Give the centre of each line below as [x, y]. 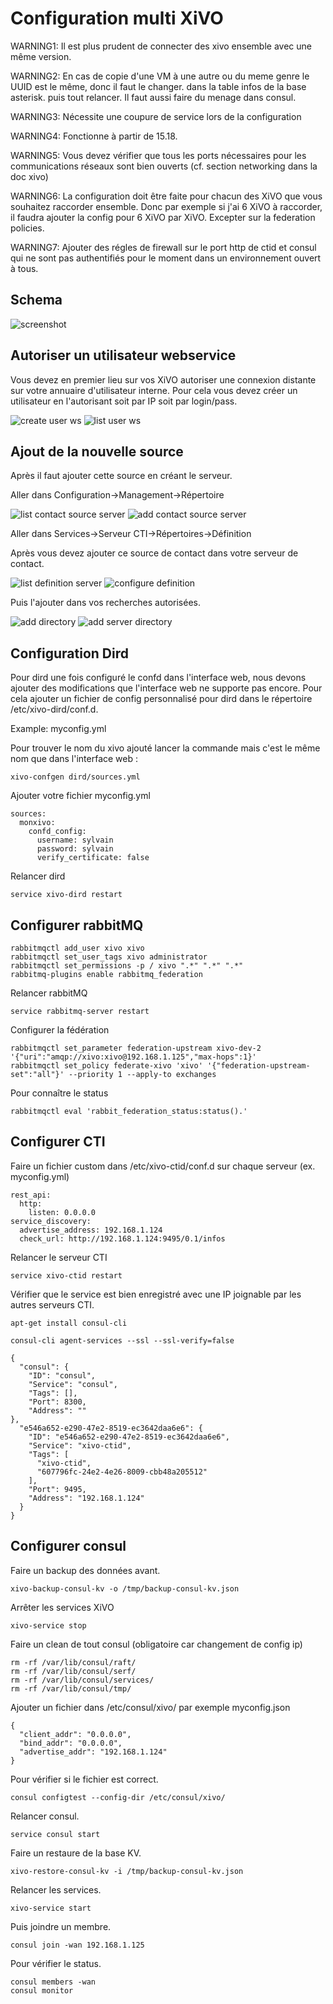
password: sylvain [75, 849]
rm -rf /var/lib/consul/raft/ [73, 1662]
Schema [36, 300]
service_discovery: [51, 1221]
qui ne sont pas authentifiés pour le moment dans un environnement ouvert [166, 258]
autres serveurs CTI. [52, 1304]
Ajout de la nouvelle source [97, 451]
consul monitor [42, 1990]
